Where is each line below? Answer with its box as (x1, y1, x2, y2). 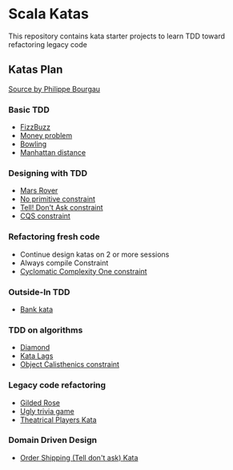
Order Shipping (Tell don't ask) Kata (19, 452, 139, 462)
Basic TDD (8, 104, 50, 115)
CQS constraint (19, 211, 70, 221)
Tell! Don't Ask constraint (19, 203, 103, 213)
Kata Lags (19, 351, 54, 360)
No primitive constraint (19, 194, 96, 204)
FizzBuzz (19, 122, 50, 132)
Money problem (19, 131, 73, 141)
